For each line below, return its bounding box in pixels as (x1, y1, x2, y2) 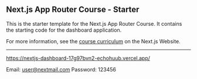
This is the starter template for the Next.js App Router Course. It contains (6, 20, 182, 27)
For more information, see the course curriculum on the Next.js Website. (6, 37, 181, 44)
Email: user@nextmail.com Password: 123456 (6, 66, 116, 73)
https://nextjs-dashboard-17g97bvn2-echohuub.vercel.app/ (6, 54, 151, 61)
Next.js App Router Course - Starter (6, 5, 140, 15)
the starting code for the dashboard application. (6, 26, 122, 33)
